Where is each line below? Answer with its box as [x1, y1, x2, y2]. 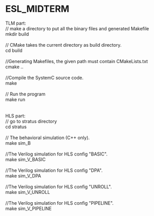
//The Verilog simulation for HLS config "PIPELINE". [5, 200, 114, 206]
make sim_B [5, 140, 31, 146]
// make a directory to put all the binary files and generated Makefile [5, 25, 149, 31]
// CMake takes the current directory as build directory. [5, 42, 122, 48]
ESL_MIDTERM [5, 3, 69, 15]
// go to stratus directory [5, 118, 57, 124]
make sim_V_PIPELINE [5, 205, 52, 211]
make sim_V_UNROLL [5, 189, 50, 195]
